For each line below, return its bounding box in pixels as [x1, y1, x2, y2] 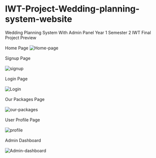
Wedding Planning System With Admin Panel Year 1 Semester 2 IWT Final [5, 29, 151, 35]
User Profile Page [5, 117, 40, 123]
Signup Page [5, 55, 31, 61]
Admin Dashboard [5, 137, 41, 143]
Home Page [5, 45, 29, 51]
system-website [5, 14, 73, 25]
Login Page [5, 76, 28, 82]
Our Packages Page [5, 96, 45, 102]
